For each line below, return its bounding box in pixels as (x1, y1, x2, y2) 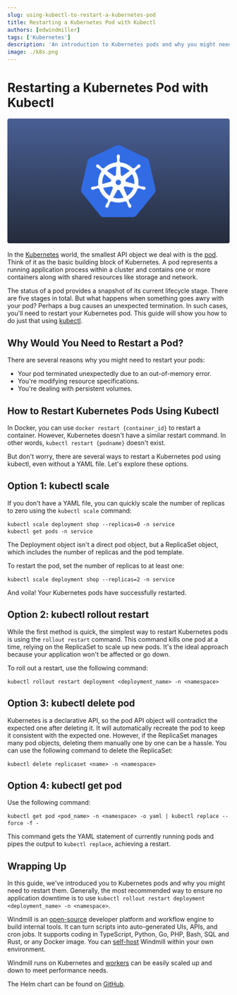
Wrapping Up (7, 860, 67, 872)
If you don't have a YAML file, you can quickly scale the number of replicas (7, 499, 225, 507)
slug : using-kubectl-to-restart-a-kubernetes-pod (7, 11, 157, 18)
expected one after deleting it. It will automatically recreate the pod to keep (7, 724, 226, 732)
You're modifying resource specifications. (17, 377, 140, 386)
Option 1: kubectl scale (7, 480, 110, 492)
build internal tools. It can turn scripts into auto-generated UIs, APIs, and (7, 922, 218, 931)
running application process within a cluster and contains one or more (7, 265, 211, 274)
